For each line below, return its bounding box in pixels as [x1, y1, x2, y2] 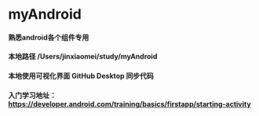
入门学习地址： [8, 90, 57, 100]
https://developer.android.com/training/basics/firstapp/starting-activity [8, 99, 251, 108]
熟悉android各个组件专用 [8, 33, 89, 42]
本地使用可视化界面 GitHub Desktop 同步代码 [8, 71, 155, 80]
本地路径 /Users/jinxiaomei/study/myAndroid [8, 52, 158, 62]
